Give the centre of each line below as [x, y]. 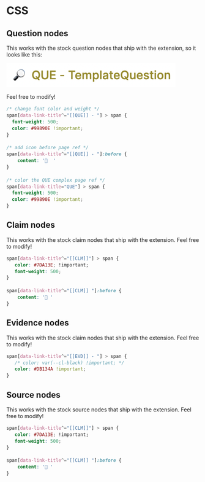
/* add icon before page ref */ [47, 148]
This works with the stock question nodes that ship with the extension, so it [101, 48]
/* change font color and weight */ [53, 109]
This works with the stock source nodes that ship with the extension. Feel [99, 410]
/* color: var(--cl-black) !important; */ [69, 363]
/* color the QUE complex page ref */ [56, 180]
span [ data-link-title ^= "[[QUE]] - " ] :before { [67, 154]
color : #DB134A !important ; [50, 369]
